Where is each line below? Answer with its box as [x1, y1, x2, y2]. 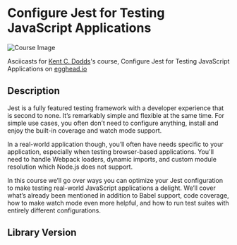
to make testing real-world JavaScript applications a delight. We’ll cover [7, 184, 217, 192]
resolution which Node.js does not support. [7, 162, 133, 171]
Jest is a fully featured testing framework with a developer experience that [7, 104, 224, 112]
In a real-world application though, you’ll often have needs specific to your [7, 140, 224, 148]
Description [7, 85, 60, 97]
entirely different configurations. [7, 206, 101, 215]
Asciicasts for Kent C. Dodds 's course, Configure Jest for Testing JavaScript [7, 56, 230, 65]
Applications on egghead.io [7, 64, 87, 73]
